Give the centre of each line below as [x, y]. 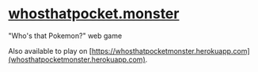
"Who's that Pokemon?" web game [65, 36]
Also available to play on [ [50, 51]
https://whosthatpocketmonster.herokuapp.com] [171, 51]
